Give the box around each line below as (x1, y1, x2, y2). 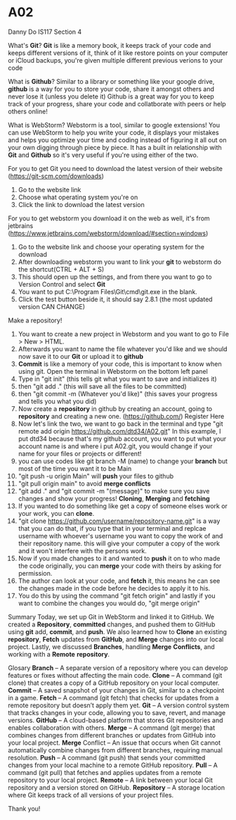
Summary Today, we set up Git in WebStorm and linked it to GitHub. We (8, 612, 215, 621)
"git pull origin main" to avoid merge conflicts (18, 479, 151, 488)
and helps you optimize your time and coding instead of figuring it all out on (8, 135, 227, 144)
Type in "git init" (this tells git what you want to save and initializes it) (18, 374, 217, 383)
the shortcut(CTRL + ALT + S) (18, 265, 105, 273)
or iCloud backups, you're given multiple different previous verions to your (8, 56, 223, 64)
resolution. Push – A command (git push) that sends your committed (8, 753, 206, 762)
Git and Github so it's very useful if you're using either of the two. (8, 151, 199, 159)
